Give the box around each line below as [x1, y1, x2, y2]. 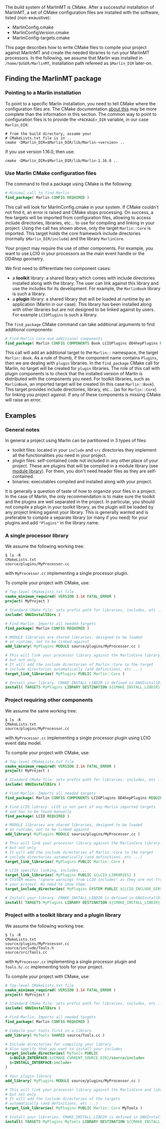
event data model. [5, 740, 42, 746]
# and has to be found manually [5, 809, 72, 814]
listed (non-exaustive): [5, 15, 51, 20]
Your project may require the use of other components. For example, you [5, 245, 153, 251]
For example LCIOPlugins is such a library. [12, 311, 98, 317]
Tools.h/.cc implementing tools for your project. [5, 964, 104, 970]
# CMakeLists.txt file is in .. [5, 136, 72, 141]
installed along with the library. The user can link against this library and [12, 280, 159, 286]
